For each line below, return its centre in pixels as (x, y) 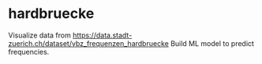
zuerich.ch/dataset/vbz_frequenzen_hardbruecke (89, 43)
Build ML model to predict (213, 43)
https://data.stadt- (102, 35)
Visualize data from (39, 35)
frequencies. (29, 52)
